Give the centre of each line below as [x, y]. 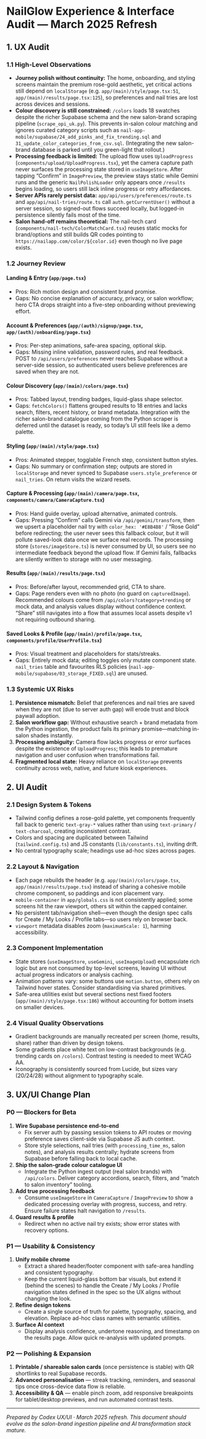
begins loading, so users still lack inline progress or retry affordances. [103, 189]
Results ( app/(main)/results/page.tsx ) [56, 573]
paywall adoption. [38, 716]
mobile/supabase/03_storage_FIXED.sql [65, 674]
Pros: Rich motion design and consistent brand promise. [86, 292]
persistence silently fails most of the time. [68, 215]
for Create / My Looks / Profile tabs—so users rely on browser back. [101, 919]
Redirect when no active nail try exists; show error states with [102, 1223]
